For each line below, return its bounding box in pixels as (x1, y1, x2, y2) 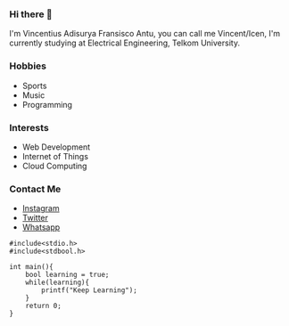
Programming (21, 99, 73, 110)
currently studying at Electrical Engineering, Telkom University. (9, 37, 241, 48)
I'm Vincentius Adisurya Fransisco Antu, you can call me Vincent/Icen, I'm (9, 29, 281, 39)
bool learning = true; (25, 271, 110, 280)
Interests (9, 121, 49, 134)
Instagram (21, 203, 60, 214)
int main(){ (9, 263, 54, 272)
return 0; (25, 302, 62, 311)
